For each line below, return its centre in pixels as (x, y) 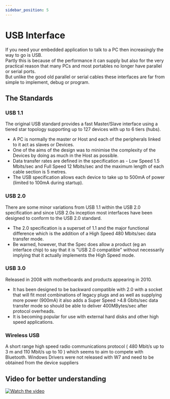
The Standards (29, 98)
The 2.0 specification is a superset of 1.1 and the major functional (81, 228)
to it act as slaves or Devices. (44, 145)
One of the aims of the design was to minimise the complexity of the (84, 150)
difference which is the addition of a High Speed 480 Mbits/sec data (84, 233)
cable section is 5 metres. (40, 172)
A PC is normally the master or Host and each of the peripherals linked (87, 139)
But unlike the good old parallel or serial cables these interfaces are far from (85, 77)
